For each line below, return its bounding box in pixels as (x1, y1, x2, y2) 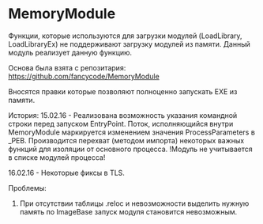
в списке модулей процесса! (8, 152, 106, 162)
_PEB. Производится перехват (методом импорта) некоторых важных (8, 135, 245, 145)
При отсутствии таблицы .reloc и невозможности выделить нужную (19, 199, 250, 208)
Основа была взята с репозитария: (8, 63, 126, 72)
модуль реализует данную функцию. (8, 47, 133, 57)
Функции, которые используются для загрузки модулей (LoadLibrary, (8, 31, 242, 40)
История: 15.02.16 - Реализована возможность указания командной (8, 110, 238, 120)
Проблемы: (8, 183, 47, 192)
